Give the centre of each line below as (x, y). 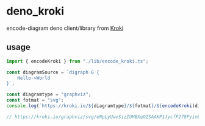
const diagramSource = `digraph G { (53, 72)
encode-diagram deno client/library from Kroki (65, 28)
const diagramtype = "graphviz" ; (49, 95)
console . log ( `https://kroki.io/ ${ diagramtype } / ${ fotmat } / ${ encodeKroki (99, 106)
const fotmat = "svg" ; (35, 100)
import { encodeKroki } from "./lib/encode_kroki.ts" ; (77, 61)
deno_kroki (35, 11)
